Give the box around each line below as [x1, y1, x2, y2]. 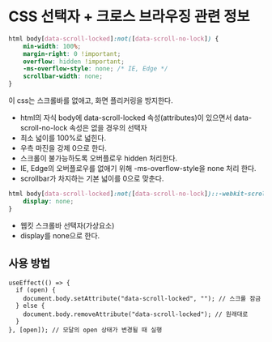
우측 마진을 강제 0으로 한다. [19, 143, 108, 153]
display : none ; [23, 197, 74, 205]
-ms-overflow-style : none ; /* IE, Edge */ [23, 65, 168, 73]
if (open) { [15, 285, 57, 294]
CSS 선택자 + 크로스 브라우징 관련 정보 [8, 7, 250, 26]
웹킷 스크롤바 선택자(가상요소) [19, 220, 115, 230]
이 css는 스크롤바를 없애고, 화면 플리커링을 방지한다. [8, 96, 173, 105]
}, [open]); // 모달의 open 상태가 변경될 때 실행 [8, 326, 163, 334]
